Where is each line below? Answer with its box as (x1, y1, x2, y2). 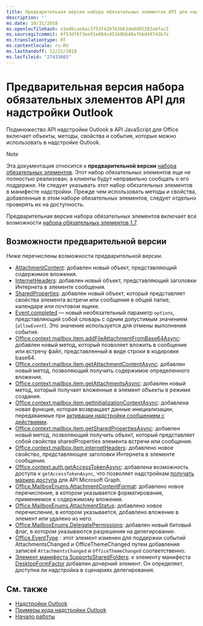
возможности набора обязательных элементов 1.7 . (6, 219, 138, 226)
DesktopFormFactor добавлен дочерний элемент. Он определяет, (14, 560, 184, 567)
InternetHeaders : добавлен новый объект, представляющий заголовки (14, 277, 196, 285)
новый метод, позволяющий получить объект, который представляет (14, 431, 195, 439)
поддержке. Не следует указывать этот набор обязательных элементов (6, 181, 193, 188)
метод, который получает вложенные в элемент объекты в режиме (14, 386, 191, 394)
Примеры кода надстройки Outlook (14, 607, 107, 614)
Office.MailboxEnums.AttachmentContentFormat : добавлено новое (14, 483, 184, 490)
